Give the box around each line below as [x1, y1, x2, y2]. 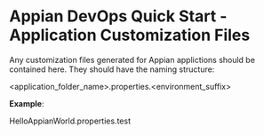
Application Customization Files [9, 25, 251, 45]
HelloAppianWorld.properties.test [9, 115, 132, 126]
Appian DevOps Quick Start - [9, 6, 228, 27]
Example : [9, 98, 44, 108]
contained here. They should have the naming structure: [9, 64, 215, 75]
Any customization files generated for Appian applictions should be [9, 54, 256, 65]
